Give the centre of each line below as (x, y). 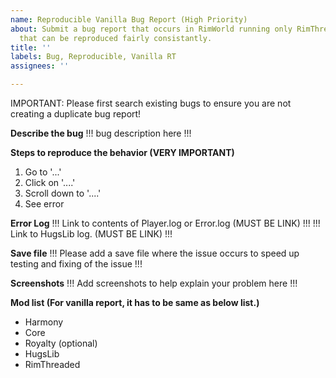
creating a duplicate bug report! (76, 114)
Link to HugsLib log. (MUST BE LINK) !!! (91, 234)
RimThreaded (52, 364)
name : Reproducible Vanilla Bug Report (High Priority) (129, 19)
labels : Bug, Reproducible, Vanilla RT (93, 57)
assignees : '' (40, 66)
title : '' (31, 47)
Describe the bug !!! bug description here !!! (101, 133)
